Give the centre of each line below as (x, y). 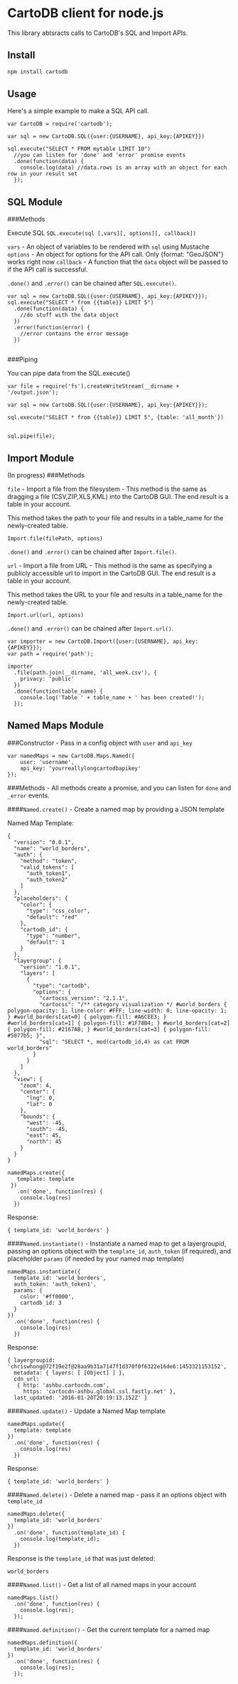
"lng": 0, (40, 1098)
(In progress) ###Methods (46, 475)
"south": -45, (47, 1129)
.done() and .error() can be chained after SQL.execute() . (92, 284)
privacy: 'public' (47, 679)
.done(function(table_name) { (58, 692)
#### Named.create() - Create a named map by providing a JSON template (116, 809)
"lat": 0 (39, 1104)
